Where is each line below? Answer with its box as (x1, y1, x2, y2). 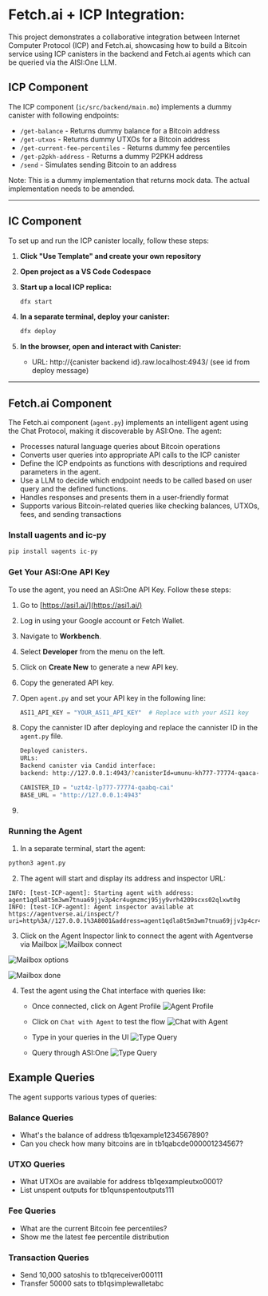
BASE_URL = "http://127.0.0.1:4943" (19, 791, 142, 799)
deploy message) (31, 366, 89, 376)
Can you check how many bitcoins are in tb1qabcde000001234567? (19, 1139, 243, 1148)
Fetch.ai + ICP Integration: (8, 6, 185, 24)
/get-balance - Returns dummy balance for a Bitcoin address (19, 125, 221, 135)
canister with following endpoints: (8, 110, 120, 120)
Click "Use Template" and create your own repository (19, 251, 202, 260)
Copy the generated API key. (19, 678, 114, 687)
